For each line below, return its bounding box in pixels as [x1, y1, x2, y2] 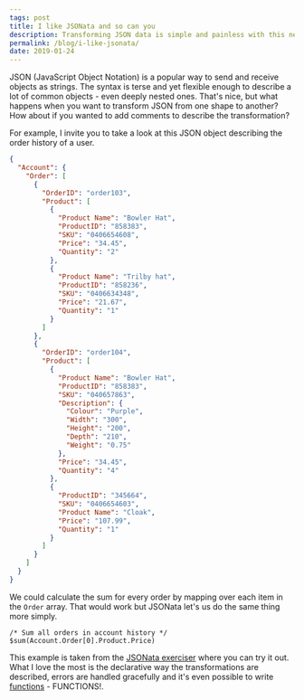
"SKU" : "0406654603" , [57, 499, 140, 508]
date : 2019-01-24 [9, 47, 75, 56]
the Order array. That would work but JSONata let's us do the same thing [9, 601, 280, 611]
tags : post [9, 13, 51, 23]
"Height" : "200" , [66, 424, 131, 433]
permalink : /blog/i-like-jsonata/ [9, 38, 140, 48]
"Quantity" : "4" [57, 466, 119, 475]
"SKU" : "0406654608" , [57, 231, 140, 240]
